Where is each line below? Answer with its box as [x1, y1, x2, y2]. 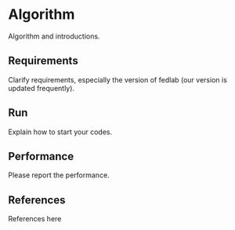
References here [8, 214, 62, 224]
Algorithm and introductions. [8, 31, 100, 41]
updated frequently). [8, 83, 75, 93]
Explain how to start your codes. [8, 127, 113, 137]
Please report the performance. [8, 170, 110, 180]
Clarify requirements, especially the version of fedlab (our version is [8, 75, 227, 84]
